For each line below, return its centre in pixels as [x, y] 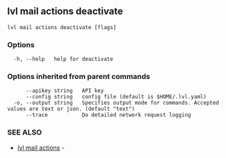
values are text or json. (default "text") [71, 109]
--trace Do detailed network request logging [108, 115]
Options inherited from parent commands [79, 77]
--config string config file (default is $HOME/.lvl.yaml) [116, 97]
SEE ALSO [25, 132]
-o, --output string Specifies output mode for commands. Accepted [116, 103]
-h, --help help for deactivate [63, 59]
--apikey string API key [65, 91]
